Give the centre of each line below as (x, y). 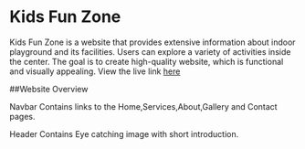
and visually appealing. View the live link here (95, 71)
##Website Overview (49, 89)
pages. (22, 116)
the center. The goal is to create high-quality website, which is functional (147, 61)
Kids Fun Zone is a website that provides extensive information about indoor (152, 42)
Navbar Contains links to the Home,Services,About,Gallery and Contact (143, 106)
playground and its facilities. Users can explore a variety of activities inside (150, 51)
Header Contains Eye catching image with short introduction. (124, 133)
